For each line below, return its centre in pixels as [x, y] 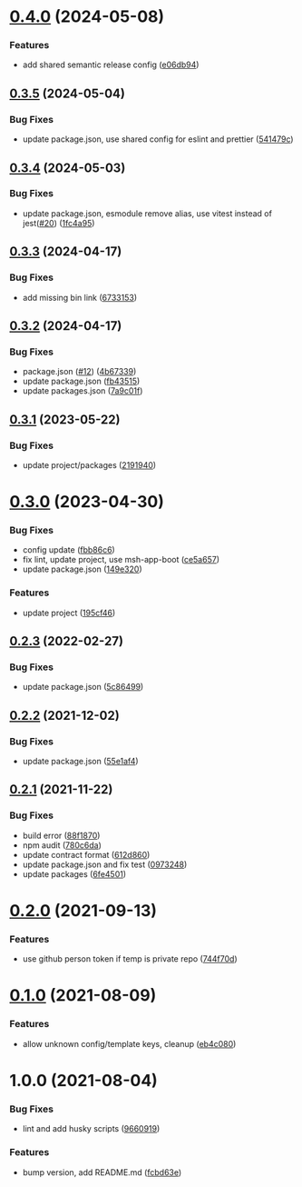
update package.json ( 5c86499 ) [83, 687]
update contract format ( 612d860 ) [86, 854]
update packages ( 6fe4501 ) [74, 873]
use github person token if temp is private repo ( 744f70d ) [130, 959]
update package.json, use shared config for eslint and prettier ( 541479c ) [158, 139]
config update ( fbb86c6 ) [68, 550]
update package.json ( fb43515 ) [81, 381]
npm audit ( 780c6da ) [62, 845]
